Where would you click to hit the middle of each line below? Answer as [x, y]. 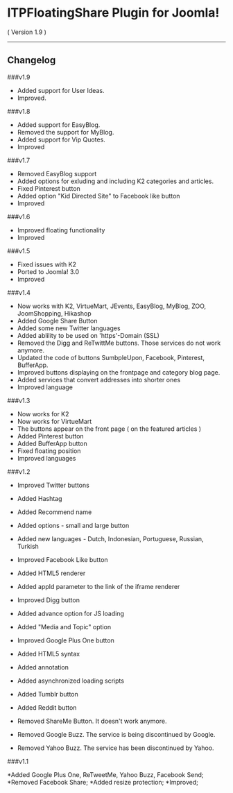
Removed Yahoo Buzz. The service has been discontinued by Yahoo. [115, 748]
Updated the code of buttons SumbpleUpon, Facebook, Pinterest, [111, 357]
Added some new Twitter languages [69, 328]
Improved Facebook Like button [63, 559]
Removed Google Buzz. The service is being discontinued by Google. [116, 734]
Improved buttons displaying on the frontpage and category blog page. [119, 372]
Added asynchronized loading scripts [71, 681]
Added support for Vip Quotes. [61, 139]
